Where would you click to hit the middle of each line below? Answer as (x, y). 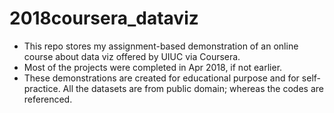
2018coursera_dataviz (104, 18)
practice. (42, 88)
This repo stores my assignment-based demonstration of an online (161, 46)
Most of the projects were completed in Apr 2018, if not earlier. (153, 67)
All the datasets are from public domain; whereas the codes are (193, 88)
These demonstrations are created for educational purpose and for (161, 78)
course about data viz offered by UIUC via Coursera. (132, 56)
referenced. (48, 99)
